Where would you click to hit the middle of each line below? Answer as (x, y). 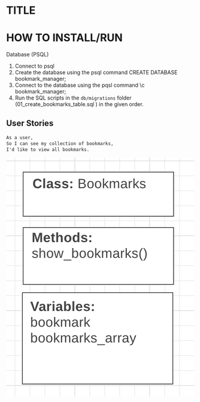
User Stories (30, 123)
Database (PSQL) (28, 55)
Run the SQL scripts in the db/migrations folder (73, 98)
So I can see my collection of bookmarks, (60, 143)
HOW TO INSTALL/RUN (64, 38)
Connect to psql (35, 66)
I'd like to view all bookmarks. (48, 149)
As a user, (20, 137)
